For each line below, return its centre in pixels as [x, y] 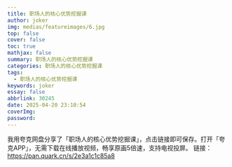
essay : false [26, 92]
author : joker [28, 20]
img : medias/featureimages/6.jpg [56, 27]
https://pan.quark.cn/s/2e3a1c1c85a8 [61, 156]
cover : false [26, 40]
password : [22, 118]
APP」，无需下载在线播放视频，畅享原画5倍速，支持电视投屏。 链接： [112, 147]
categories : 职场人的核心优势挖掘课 [55, 66]
